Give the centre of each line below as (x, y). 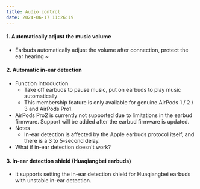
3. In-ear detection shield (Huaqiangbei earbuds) (69, 161)
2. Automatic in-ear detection (44, 70)
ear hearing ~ (32, 56)
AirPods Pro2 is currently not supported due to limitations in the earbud (104, 115)
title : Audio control (33, 12)
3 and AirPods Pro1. (48, 109)
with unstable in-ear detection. (53, 181)
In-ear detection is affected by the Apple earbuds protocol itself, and (109, 134)
